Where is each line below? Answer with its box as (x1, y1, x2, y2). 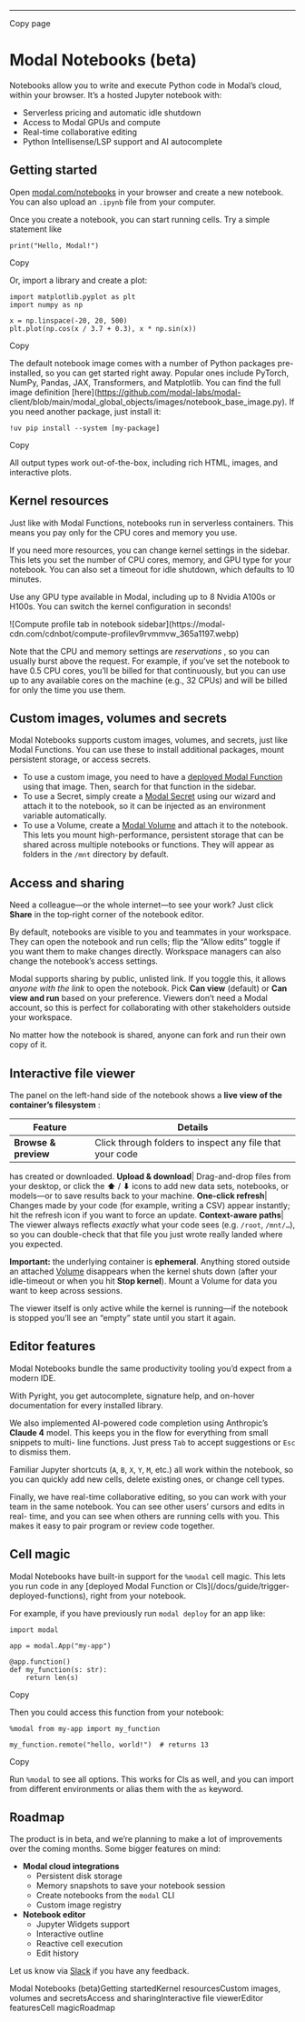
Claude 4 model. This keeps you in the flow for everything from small (9, 1426, 269, 1437)
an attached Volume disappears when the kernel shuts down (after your (9, 1266, 278, 1276)
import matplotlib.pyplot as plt (9, 292, 136, 301)
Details (177, 1121, 209, 1133)
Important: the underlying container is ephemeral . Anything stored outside (9, 1256, 290, 1266)
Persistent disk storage (35, 1870, 123, 1882)
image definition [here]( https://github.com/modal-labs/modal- (9, 386, 241, 397)
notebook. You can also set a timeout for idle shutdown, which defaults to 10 (9, 564, 295, 575)
